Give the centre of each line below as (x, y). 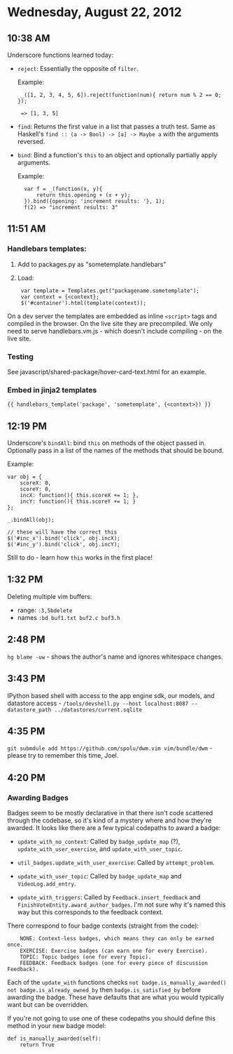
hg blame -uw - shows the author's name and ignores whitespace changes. (115, 657)
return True (37, 1045)
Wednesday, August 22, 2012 (94, 12)
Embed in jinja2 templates (52, 390)
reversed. (31, 141)
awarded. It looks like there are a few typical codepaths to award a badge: (114, 828)
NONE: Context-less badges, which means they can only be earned (117, 939)
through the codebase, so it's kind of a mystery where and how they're (110, 821)
